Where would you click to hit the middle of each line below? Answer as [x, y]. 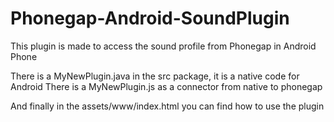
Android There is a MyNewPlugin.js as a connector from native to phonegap [166, 86]
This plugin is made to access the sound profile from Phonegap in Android [163, 46]
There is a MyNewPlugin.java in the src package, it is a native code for [155, 76]
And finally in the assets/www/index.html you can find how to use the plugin [167, 106]
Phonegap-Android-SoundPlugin [150, 18]
